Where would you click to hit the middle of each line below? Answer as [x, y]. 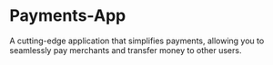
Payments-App [68, 16]
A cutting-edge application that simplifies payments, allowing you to [137, 41]
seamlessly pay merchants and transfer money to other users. [126, 50]
